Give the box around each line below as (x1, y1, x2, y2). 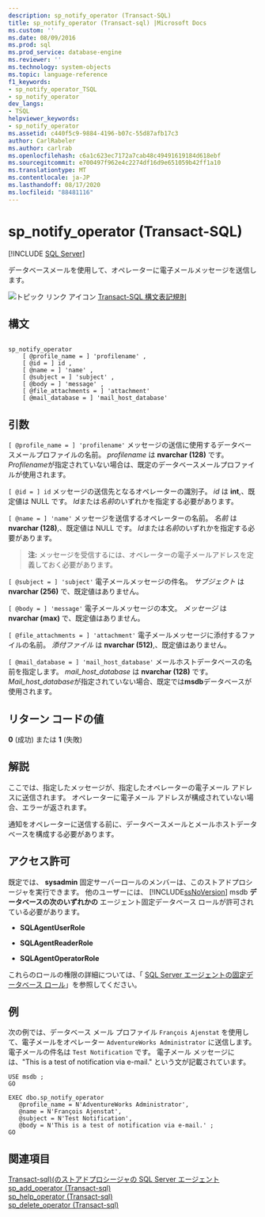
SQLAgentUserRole (19, 922, 85, 932)
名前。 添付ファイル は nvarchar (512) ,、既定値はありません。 (28, 640, 231, 650)
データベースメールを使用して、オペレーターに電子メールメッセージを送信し (8, 265, 257, 274)
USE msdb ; (8, 1073, 44, 1082)
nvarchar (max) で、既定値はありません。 (8, 613, 145, 623)
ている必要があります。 (8, 906, 85, 916)
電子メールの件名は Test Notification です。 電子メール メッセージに (8, 1047, 235, 1057)
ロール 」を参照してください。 (44, 979, 142, 989)
